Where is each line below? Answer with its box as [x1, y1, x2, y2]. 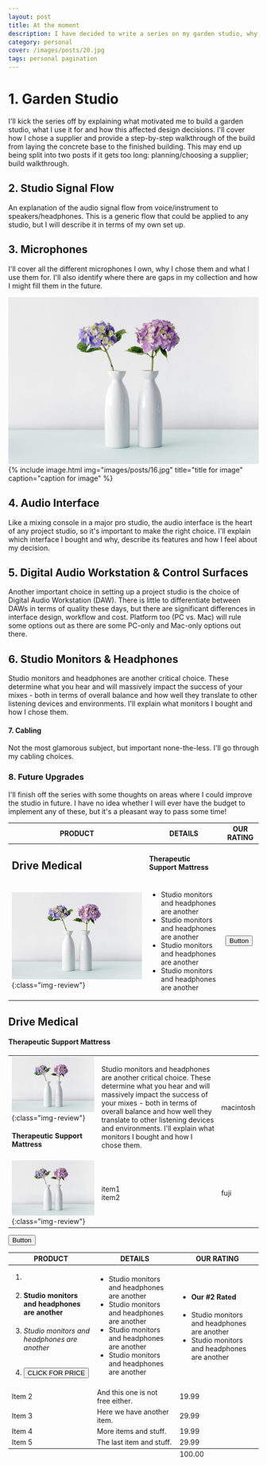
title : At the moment [8, 21, 80, 29]
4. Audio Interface [8, 497, 100, 510]
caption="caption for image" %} [8, 473, 114, 483]
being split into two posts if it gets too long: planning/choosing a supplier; [8, 150, 249, 159]
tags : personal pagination [8, 55, 98, 63]
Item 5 [11, 1437, 33, 1447]
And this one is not [96, 1387, 158, 1397]
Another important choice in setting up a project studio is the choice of [8, 587, 240, 597]
